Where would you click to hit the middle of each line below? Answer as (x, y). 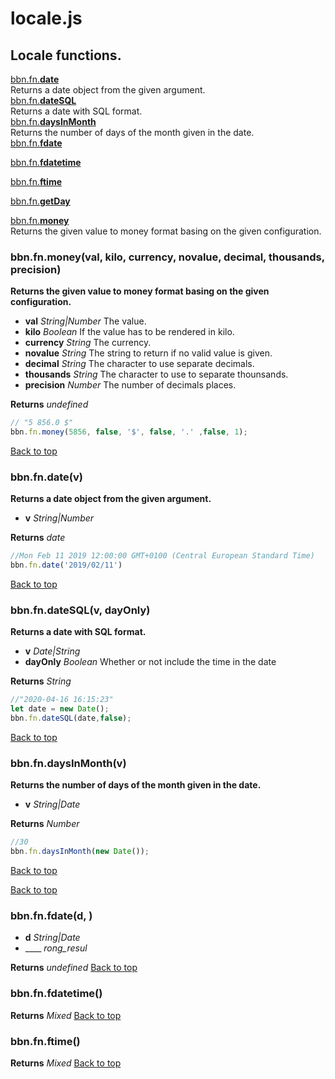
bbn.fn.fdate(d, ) (51, 915)
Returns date (38, 538)
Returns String (41, 681)
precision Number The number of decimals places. (130, 385)
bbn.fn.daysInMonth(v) (68, 763)
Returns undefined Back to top (74, 968)
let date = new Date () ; (60, 709)
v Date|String (52, 651)
